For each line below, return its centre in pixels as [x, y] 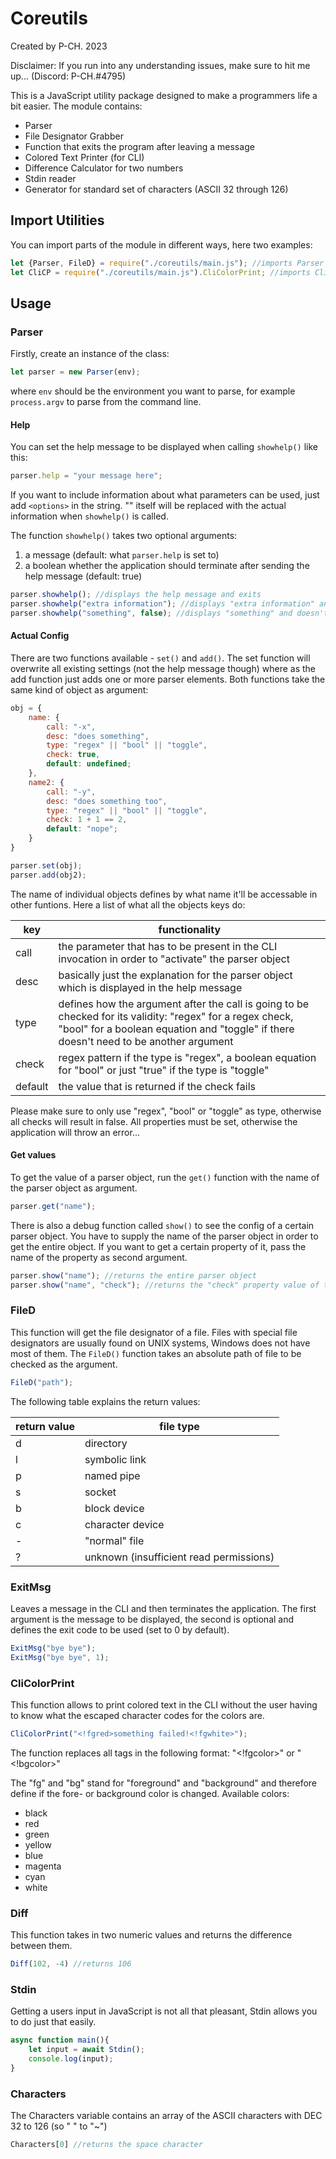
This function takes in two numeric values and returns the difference [151, 1935]
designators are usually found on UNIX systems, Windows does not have [160, 1343]
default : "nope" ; [82, 829]
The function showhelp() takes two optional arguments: [124, 536]
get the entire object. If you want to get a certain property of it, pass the [158, 1246]
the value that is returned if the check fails [157, 1086]
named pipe [112, 1475]
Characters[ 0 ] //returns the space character [106, 2145]
